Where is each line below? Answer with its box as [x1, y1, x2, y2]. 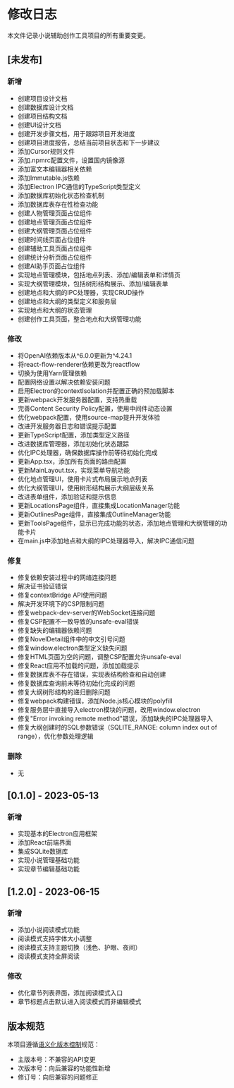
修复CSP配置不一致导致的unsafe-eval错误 [17, 617, 140, 626]
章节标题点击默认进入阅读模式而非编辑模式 [17, 998, 142, 1006]
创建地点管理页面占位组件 [17, 217, 92, 226]
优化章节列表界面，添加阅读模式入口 [17, 989, 123, 997]
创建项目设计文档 [17, 94, 68, 102]
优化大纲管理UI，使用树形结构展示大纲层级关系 [17, 483, 154, 492]
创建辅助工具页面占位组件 [17, 244, 92, 253]
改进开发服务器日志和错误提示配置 [17, 421, 117, 430]
